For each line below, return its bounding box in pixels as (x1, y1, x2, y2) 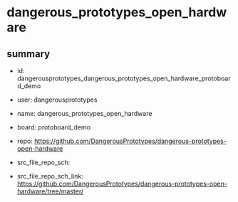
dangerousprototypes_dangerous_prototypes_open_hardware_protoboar (16, 74, 231, 83)
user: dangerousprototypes (16, 95, 98, 104)
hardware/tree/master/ (16, 187, 84, 196)
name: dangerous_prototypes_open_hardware (16, 110, 152, 117)
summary (6, 48, 51, 60)
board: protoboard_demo (16, 123, 90, 132)
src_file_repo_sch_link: (16, 172, 83, 180)
